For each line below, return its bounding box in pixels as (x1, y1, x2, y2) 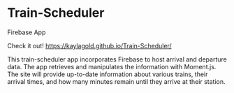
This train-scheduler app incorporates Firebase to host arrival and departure (7, 55, 227, 64)
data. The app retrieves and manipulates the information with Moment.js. (7, 62, 217, 71)
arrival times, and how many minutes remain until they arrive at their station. (7, 77, 226, 85)
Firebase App (7, 28, 46, 36)
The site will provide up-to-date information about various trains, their (7, 70, 208, 78)
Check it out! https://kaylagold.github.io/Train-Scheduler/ (7, 41, 173, 50)
